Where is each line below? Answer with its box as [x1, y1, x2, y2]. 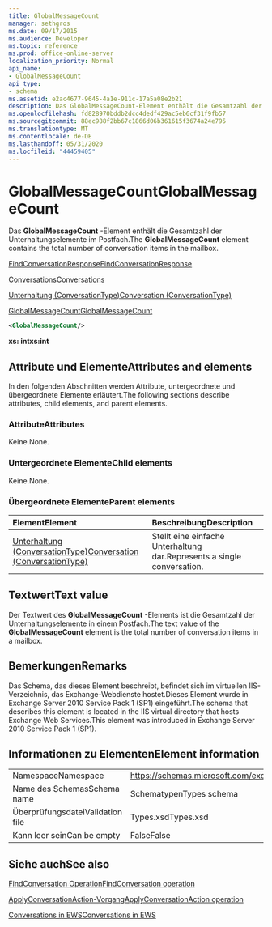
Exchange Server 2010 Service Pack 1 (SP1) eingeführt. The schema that [8, 698, 249, 708]
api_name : [8, 65, 42, 73]
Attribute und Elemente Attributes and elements [8, 359, 253, 373]
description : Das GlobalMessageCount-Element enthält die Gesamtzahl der [8, 102, 263, 110]
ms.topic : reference [8, 42, 79, 50]
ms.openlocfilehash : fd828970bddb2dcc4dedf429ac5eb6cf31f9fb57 [8, 110, 227, 118]
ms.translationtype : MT [8, 125, 89, 133]
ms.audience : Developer [8, 34, 89, 43]
